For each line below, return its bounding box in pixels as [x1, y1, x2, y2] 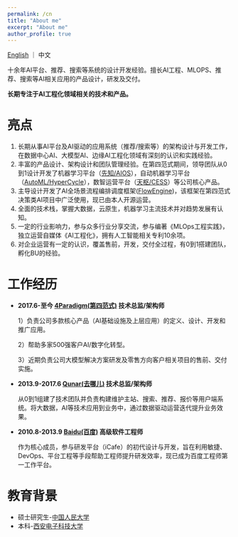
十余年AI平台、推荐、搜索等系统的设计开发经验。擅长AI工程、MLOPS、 [7, 65, 215, 75]
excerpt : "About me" [7, 23, 69, 31]
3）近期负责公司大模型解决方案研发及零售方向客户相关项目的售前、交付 [17, 356, 227, 364]
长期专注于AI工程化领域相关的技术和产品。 [7, 90, 133, 98]
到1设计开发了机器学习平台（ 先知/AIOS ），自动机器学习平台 [17, 169, 190, 178]
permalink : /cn [7, 10, 53, 18]
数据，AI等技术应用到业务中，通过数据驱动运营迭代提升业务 [42, 403, 217, 413]
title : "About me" [7, 17, 62, 24]
